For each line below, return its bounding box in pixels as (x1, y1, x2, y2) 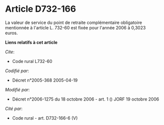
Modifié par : (5, 86, 30, 92)
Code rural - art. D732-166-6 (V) (12, 115, 78, 121)
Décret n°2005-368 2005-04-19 (12, 77, 78, 83)
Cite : (5, 49, 15, 55)
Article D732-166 (5, 3, 76, 15)
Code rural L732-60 (12, 58, 52, 64)
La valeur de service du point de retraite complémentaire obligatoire (5, 20, 142, 25)
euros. (5, 30, 18, 36)
